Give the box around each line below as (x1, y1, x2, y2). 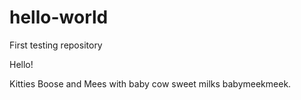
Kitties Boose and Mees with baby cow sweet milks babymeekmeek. (9, 77, 292, 90)
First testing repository (9, 39, 103, 51)
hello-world (9, 6, 109, 29)
